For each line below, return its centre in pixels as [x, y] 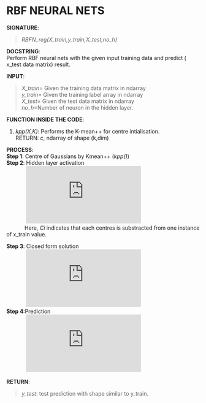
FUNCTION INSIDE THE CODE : [45, 119]
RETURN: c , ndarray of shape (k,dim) [62, 138]
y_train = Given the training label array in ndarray [82, 94]
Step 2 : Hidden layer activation [45, 162]
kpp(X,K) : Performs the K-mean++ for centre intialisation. [87, 131]
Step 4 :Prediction [29, 311]
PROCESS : [20, 149]
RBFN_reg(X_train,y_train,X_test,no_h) [69, 39]
